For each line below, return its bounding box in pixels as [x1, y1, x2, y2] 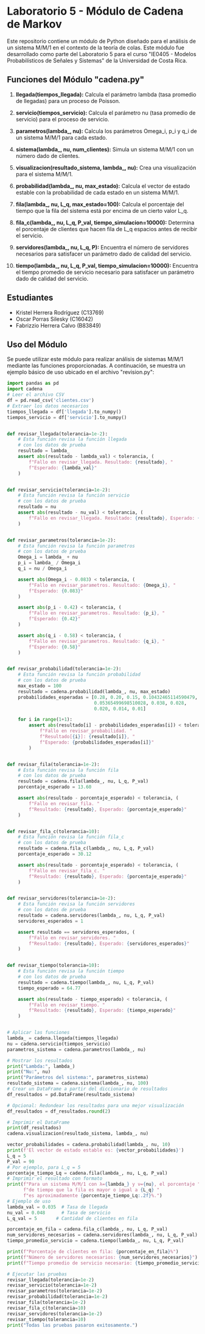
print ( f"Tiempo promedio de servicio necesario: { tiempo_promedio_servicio [7, 1260, 203, 1266]
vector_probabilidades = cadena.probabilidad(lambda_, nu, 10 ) [7, 1142, 171, 1148]
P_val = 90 [7, 1158, 35, 1164]
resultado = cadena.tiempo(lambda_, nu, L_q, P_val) [18, 979, 155, 986]
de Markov [7, 17, 63, 31]
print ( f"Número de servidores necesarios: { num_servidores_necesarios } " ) [7, 1254, 198, 1260]
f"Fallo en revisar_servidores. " [29, 934, 116, 941]
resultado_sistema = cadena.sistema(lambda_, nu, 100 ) [7, 1080, 149, 1086]
